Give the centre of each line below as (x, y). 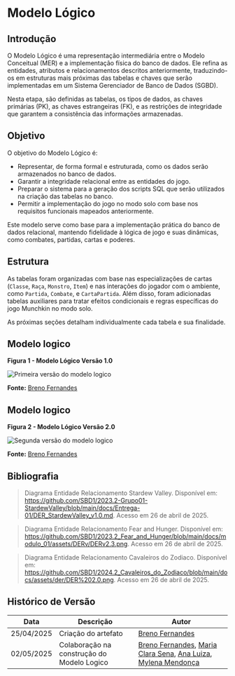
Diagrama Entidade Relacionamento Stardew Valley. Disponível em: (121, 493)
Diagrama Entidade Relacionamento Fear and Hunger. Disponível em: (124, 529)
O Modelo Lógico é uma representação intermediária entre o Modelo (106, 55)
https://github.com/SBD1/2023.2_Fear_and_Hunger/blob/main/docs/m (125, 536)
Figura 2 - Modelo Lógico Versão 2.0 (61, 427)
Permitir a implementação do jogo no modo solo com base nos (108, 203)
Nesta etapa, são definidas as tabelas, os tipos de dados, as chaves (105, 99)
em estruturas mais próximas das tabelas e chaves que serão (104, 78)
